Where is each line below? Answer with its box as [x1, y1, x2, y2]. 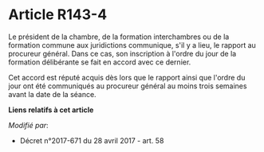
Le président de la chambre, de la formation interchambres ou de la [8, 32, 230, 41]
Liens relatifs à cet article [8, 105, 94, 115]
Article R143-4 [8, 6, 108, 24]
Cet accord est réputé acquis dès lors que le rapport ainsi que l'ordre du [8, 72, 246, 82]
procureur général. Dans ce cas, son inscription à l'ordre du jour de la [8, 49, 237, 58]
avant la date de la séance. [8, 89, 97, 99]
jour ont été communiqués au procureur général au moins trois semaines [8, 81, 247, 91]
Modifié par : [8, 120, 49, 130]
